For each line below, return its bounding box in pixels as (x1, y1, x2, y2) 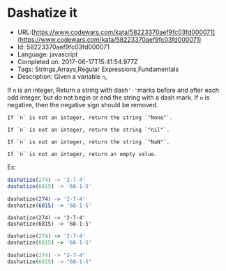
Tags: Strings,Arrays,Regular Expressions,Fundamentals (17, 65, 179, 73)
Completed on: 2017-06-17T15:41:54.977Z (17, 57, 138, 65)
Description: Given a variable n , (17, 72, 107, 81)
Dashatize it (7, 5, 78, 21)
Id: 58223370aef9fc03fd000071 (17, 42, 110, 51)
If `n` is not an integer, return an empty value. (7, 150, 158, 157)
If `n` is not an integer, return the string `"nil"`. (7, 126, 170, 133)
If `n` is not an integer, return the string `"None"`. (7, 114, 173, 121)
